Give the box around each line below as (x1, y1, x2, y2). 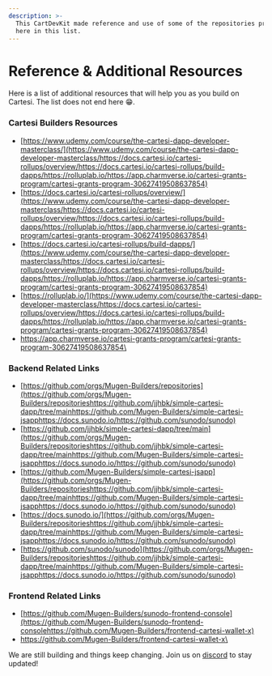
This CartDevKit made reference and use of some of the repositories (15, 19, 255, 28)
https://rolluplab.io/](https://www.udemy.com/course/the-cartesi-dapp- (23, 291, 262, 300)
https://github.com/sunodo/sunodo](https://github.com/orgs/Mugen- (23, 544, 253, 554)
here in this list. (15, 27, 82, 35)
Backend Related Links (8, 362, 100, 373)
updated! (8, 659, 39, 669)
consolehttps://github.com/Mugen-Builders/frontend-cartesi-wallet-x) (19, 626, 255, 636)
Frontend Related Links (8, 590, 101, 602)
